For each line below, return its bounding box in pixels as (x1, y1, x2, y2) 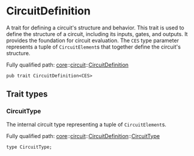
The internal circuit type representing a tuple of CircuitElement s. (6, 121, 167, 128)
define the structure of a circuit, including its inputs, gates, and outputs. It (6, 30, 188, 37)
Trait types (6, 89, 48, 100)
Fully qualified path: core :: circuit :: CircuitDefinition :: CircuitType (6, 132, 160, 139)
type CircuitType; (6, 144, 52, 150)
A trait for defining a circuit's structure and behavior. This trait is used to (6, 24, 184, 31)
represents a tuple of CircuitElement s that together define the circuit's (6, 43, 181, 50)
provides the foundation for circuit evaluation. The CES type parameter (6, 37, 179, 44)
